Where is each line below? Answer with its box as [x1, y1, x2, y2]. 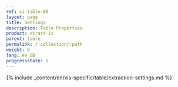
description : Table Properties [6, 25, 83, 31]
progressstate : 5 [6, 58, 49, 63]
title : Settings [6, 19, 46, 25]
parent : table [6, 36, 41, 42]
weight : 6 [6, 47, 31, 53]
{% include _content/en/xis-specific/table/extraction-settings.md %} [6, 74, 172, 81]
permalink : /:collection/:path [6, 42, 83, 48]
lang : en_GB [6, 52, 35, 58]
